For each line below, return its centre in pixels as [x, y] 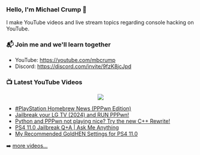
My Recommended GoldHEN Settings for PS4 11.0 [76, 134]
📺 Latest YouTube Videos [44, 82]
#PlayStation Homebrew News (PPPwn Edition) [73, 108]
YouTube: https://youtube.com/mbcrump [65, 60]
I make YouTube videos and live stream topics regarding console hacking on [100, 23]
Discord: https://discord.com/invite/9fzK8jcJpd [73, 66]
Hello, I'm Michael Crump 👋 [46, 10]
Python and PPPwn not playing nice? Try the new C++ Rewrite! [93, 121]
